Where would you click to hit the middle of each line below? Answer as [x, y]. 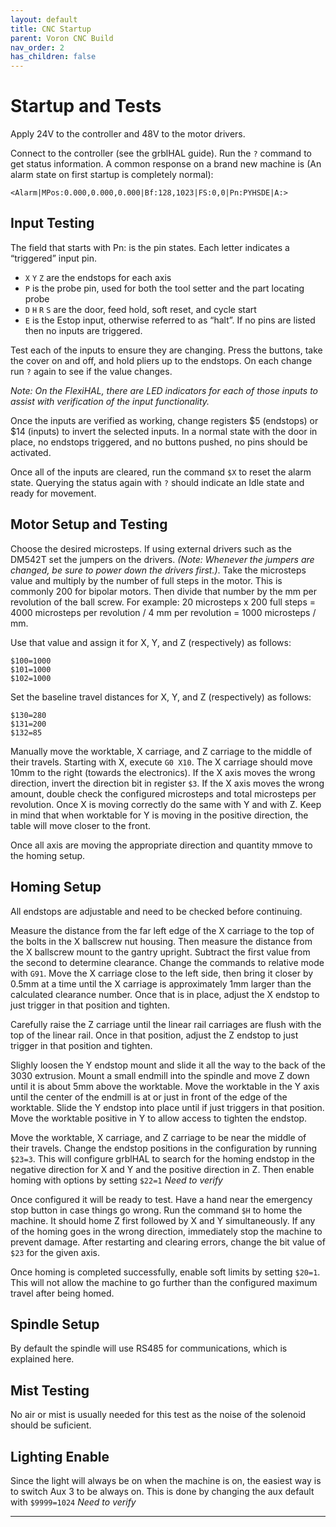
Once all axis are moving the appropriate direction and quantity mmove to [161, 845]
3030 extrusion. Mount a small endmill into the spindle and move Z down [160, 1075]
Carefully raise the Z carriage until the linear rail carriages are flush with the [166, 1024]
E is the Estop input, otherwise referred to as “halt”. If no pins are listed [170, 320]
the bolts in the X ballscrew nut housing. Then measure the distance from [161, 941]
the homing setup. [48, 855]
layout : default [44, 19]
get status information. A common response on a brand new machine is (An [166, 164]
